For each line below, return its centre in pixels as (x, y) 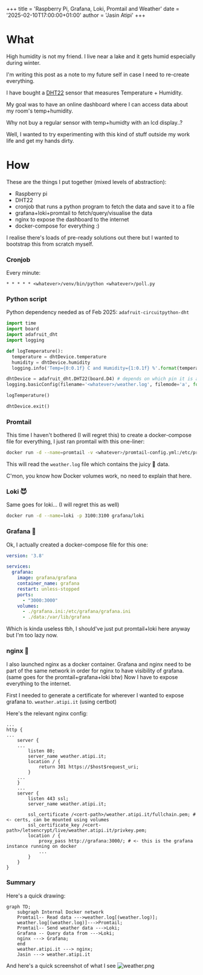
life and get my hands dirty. (40, 140)
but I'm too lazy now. (32, 635)
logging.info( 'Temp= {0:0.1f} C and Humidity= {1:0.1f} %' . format (94, 368)
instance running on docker (42, 846)
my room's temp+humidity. (40, 111)
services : (19, 566)
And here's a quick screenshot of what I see (61, 965)
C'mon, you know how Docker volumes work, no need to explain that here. (99, 476)
